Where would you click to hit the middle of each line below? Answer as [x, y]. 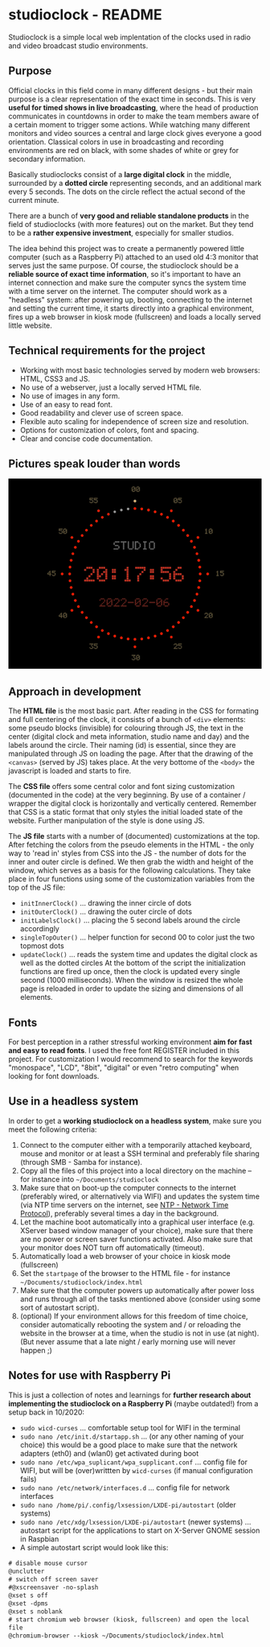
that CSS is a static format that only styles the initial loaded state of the [126, 812]
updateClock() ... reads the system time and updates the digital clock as [139, 955]
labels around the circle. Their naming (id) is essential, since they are [122, 745]
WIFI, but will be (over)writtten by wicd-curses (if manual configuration [136, 1470]
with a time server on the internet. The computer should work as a [118, 291]
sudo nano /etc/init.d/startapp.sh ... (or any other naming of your [132, 1436]
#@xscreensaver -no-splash [53, 1587]
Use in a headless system [74, 1102]
